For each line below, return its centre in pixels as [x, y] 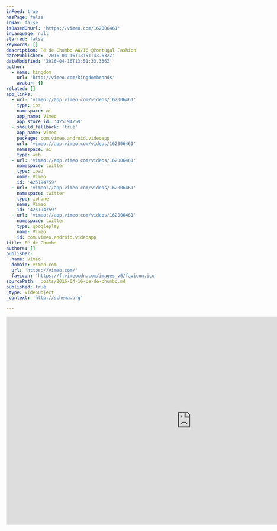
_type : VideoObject [30, 292]
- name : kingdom [31, 72]
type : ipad [30, 171]
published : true [26, 287]
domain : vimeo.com [34, 265]
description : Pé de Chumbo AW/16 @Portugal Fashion [71, 50]
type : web [29, 155]
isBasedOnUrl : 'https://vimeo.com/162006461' [63, 28]
